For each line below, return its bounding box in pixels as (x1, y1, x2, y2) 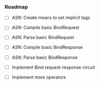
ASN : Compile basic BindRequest (11, 25, 79, 31)
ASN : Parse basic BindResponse (11, 54, 78, 60)
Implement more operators (11, 74, 66, 80)
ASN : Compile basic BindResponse (11, 44, 83, 50)
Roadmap (4, 3, 28, 10)
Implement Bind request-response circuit (11, 64, 95, 70)
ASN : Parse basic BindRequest (11, 35, 74, 41)
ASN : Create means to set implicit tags (11, 15, 91, 21)
